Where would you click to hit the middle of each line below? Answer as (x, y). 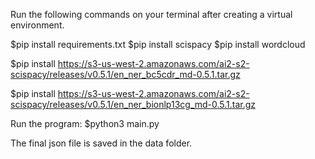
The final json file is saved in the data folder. (101, 143)
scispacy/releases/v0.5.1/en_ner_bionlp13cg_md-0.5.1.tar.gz (133, 104)
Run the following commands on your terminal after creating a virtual (151, 14)
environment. (37, 25)
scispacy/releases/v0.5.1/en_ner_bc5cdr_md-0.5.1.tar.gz (125, 74)
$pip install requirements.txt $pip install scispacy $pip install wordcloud (158, 44)
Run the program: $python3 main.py (85, 123)
